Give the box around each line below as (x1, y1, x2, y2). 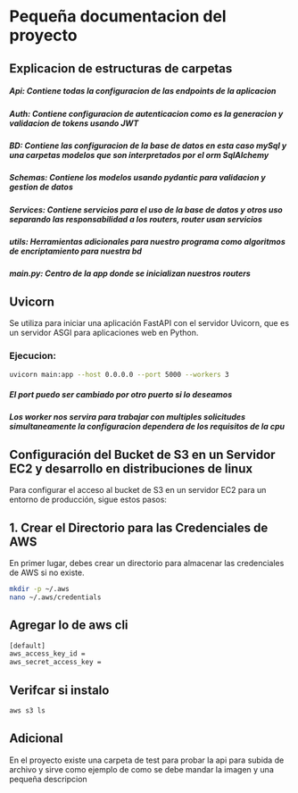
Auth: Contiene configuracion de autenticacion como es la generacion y (9, 108, 284, 119)
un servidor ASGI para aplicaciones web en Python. (9, 328, 199, 338)
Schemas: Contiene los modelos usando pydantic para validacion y (9, 172, 266, 183)
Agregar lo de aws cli (9, 618, 128, 633)
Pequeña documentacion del (9, 6, 227, 27)
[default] (9, 641, 46, 650)
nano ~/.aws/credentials (9, 592, 102, 602)
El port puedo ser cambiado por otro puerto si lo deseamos (9, 389, 233, 399)
